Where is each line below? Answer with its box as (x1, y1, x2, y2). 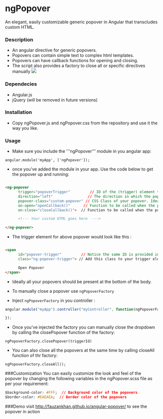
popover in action (5, 409, 40, 414)
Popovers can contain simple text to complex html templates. (12, 52, 134, 58)
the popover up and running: (12, 171, 69, 177)
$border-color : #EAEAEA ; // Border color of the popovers (5, 395, 127, 400)
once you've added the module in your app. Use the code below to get (12, 166, 154, 172)
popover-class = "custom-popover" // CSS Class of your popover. (17, 199, 149, 203)
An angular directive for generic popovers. (12, 47, 97, 53)
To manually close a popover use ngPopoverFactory (12, 288, 114, 294)
